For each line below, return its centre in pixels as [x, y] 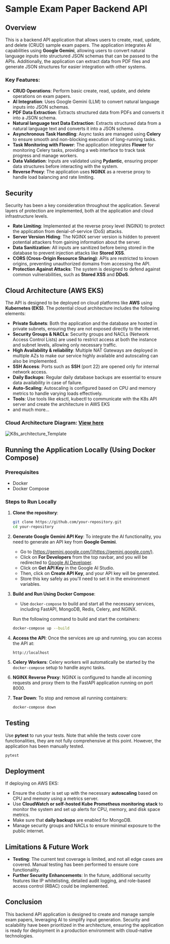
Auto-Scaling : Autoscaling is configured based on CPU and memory [84, 388]
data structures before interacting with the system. [65, 166]
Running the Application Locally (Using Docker [80, 450]
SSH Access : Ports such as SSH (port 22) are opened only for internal [86, 366]
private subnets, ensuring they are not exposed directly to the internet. [86, 328]
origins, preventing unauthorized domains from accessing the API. [81, 264]
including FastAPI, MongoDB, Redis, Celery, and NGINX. [78, 609]
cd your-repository [33, 527]
